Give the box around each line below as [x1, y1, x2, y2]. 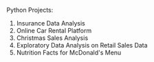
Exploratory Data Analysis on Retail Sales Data [16, 41, 148, 49]
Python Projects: [6, 6, 54, 14]
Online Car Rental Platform [16, 27, 92, 34]
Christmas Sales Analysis [16, 34, 89, 42]
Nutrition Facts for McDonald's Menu [16, 48, 122, 56]
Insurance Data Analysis [16, 19, 85, 27]
